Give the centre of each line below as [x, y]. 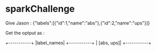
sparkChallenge [40, 9]
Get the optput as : [25, 33]
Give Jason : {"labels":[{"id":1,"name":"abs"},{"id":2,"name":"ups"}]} [78, 23]
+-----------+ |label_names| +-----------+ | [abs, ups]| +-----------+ [78, 43]
